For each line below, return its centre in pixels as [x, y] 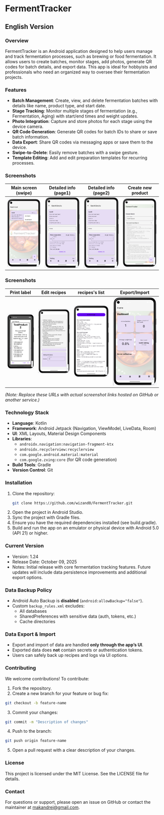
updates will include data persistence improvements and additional [79, 572]
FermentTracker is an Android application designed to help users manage [79, 51]
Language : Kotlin [30, 423]
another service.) [22, 400]
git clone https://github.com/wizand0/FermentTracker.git [72, 503]
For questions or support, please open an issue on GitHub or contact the [78, 802]
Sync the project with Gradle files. [46, 518]
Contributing [20, 668]
